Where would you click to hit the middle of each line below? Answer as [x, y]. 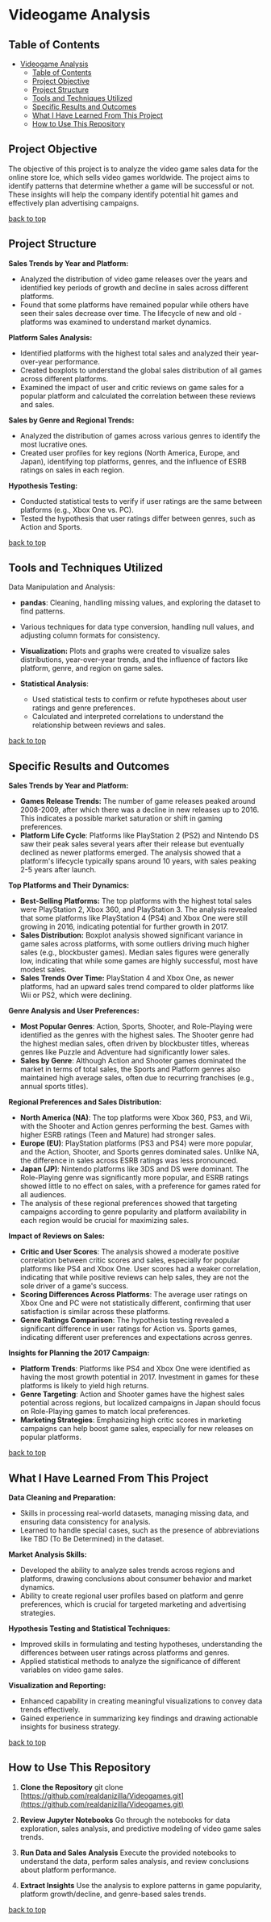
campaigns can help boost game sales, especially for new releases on [137, 1429]
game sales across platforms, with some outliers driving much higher [135, 944]
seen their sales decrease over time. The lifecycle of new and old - [131, 313]
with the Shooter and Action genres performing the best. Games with [135, 1126]
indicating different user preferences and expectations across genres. [136, 1337]
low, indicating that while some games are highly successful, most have [139, 961]
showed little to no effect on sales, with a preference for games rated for [140, 1186]
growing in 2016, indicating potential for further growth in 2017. [124, 927]
